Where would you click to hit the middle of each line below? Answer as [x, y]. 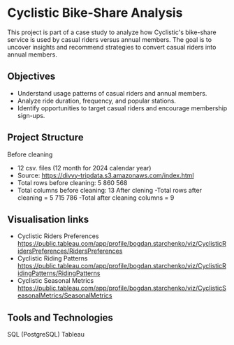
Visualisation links [48, 219]
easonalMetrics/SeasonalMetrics [65, 295]
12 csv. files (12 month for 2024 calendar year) [84, 168]
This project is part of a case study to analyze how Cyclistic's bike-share [112, 32]
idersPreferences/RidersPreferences [70, 251]
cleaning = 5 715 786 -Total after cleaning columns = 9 [96, 198]
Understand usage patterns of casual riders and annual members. [112, 93]
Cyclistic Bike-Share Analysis [95, 13]
